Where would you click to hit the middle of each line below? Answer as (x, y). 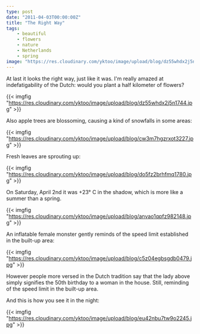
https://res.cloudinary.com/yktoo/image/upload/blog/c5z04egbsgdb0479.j (100, 258)
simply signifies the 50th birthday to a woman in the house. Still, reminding (98, 282)
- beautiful (32, 34)
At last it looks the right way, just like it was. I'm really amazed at (85, 79)
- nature (28, 45)
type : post (20, 12)
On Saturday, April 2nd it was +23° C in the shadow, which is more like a (95, 192)
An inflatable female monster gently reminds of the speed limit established (97, 234)
